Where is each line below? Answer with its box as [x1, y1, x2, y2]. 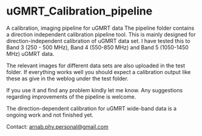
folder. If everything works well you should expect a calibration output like [6, 68, 191, 75]
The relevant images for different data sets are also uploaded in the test [6, 62, 186, 69]
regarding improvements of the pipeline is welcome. [6, 93, 136, 100]
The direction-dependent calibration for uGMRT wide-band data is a [6, 104, 177, 112]
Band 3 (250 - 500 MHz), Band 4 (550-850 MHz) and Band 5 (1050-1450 [6, 44, 189, 51]
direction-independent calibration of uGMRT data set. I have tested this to [6, 37, 190, 44]
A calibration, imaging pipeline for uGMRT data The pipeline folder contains [6, 24, 195, 32]
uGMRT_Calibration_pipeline [6, 4, 153, 18]
